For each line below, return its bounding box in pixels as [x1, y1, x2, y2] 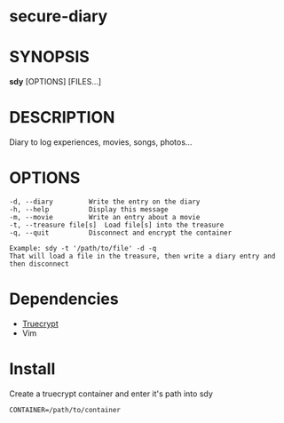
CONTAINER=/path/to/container [9, 405, 122, 414]
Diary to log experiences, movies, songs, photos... [9, 137, 193, 148]
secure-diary [9, 6, 108, 27]
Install [9, 359, 56, 379]
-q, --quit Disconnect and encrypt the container [9, 228, 233, 237]
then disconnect [9, 259, 69, 268]
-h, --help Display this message [9, 205, 169, 214]
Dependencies [9, 289, 119, 309]
